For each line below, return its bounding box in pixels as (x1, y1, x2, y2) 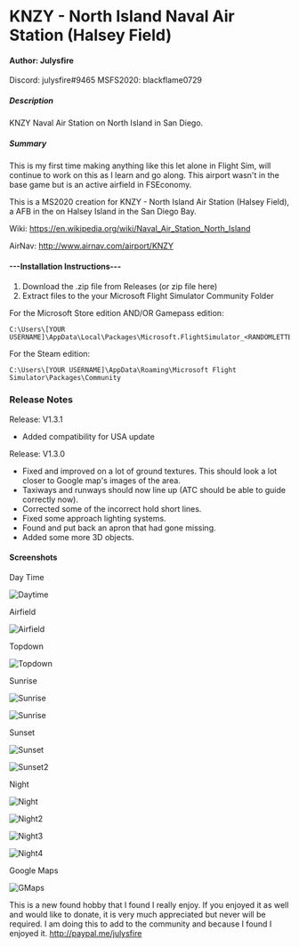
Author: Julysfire (9, 55, 74, 66)
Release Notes (9, 393, 74, 406)
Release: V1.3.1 (9, 414, 63, 425)
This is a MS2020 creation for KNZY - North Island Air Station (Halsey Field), (9, 197, 290, 207)
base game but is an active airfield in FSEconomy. (9, 180, 192, 190)
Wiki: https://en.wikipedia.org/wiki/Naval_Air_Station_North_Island (9, 223, 251, 234)
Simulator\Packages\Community (9, 373, 122, 382)
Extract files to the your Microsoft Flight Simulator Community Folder (21, 290, 274, 301)
